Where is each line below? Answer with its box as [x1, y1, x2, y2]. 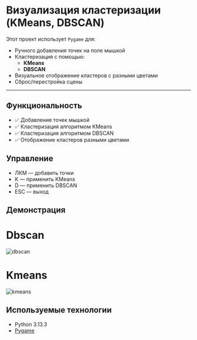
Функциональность [6, 101, 83, 111]
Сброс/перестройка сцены [14, 78, 83, 85]
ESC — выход [14, 188, 49, 195]
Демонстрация [6, 205, 66, 215]
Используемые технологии [6, 305, 112, 315]
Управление [6, 154, 54, 164]
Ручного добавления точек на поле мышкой [14, 46, 125, 54]
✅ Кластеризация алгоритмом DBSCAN [14, 129, 114, 136]
